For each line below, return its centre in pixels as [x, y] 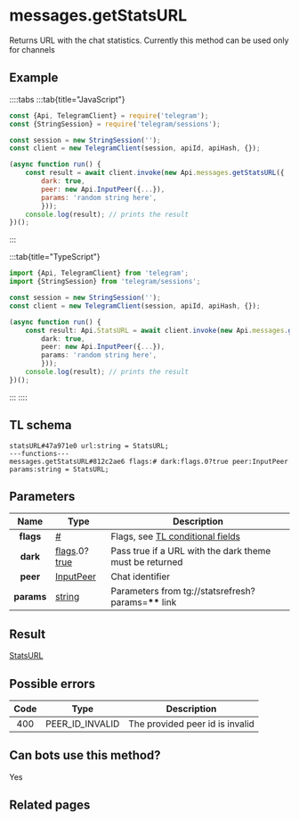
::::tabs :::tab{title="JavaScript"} [68, 99]
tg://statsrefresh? [219, 592]
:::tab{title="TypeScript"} [55, 257]
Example [34, 78]
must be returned [147, 562]
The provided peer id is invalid [192, 724]
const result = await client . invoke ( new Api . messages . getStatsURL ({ [155, 173]
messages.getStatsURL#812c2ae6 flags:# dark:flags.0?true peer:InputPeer [149, 461]
